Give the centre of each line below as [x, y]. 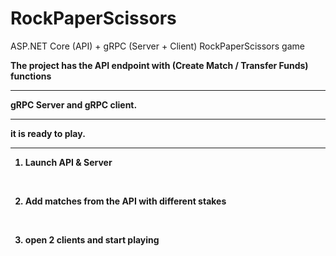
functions [31, 76]
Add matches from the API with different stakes [125, 201]
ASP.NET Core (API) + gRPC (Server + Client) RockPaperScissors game [157, 46]
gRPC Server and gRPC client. [74, 104]
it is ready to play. [48, 133]
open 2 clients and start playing [92, 239]
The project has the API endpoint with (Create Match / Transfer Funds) [159, 65]
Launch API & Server [68, 162]
